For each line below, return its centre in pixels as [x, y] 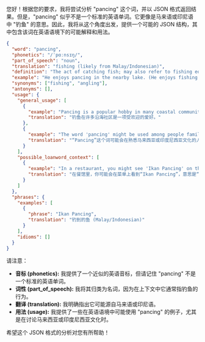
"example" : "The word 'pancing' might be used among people [106, 135]
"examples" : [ [35, 203]
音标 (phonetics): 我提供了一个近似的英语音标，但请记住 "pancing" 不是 [106, 273]
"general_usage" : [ [42, 100]
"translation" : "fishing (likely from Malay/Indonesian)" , [88, 66]
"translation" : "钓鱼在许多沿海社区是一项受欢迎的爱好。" [95, 117]
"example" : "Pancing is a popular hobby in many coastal [102, 112]
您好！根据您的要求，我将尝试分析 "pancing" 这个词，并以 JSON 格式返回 [99, 9]
